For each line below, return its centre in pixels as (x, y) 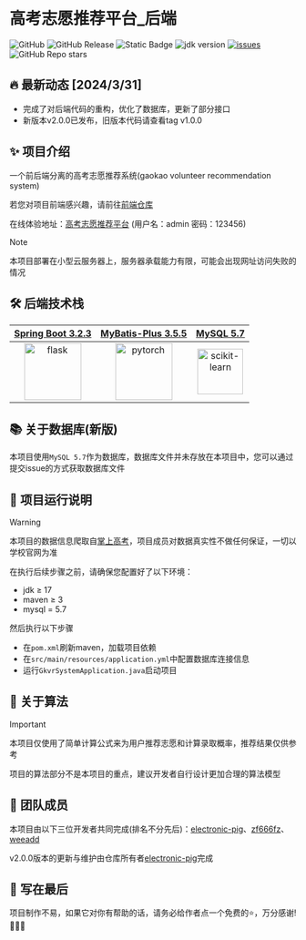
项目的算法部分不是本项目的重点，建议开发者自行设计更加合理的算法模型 (145, 773)
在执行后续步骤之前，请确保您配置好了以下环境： (101, 572)
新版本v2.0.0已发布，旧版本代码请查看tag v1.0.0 (112, 120)
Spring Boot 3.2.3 (53, 333)
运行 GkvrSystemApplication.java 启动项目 (100, 670)
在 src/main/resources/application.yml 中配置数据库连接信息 (136, 659)
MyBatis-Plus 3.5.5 (143, 333)
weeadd (25, 839)
